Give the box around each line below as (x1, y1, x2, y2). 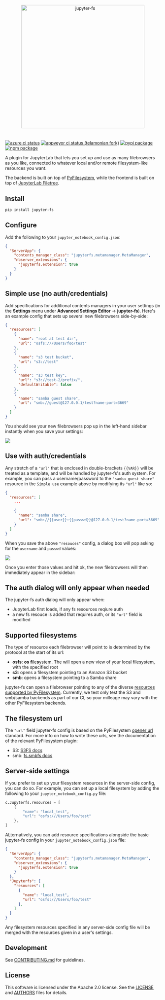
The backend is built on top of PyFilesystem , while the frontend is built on (5, 175, 155, 181)
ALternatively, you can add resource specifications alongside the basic (5, 832, 149, 838)
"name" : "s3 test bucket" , (18, 355, 74, 359)
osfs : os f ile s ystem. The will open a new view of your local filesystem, (12, 659, 155, 665)
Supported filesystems (5, 631, 77, 640)
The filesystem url (5, 714, 63, 722)
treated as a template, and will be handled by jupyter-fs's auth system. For (5, 470, 156, 476)
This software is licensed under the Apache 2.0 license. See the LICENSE (5, 984, 154, 990)
